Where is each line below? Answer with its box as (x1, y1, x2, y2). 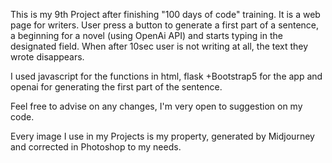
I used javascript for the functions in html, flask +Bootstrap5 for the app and (10, 70, 323, 82)
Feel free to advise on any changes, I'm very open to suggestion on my (10, 100, 303, 112)
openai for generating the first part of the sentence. (10, 81, 223, 93)
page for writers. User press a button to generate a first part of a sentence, (10, 19, 320, 31)
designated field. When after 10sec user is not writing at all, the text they (10, 40, 309, 52)
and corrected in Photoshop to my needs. (10, 141, 182, 153)
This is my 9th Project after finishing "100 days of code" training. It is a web (10, 9, 321, 20)
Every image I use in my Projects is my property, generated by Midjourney (10, 130, 315, 142)
